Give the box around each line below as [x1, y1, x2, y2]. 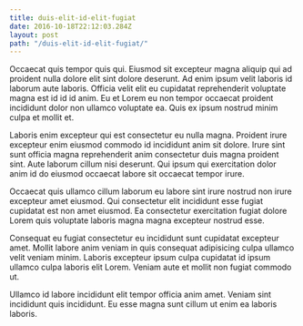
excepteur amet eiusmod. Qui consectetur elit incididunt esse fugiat [9, 196, 264, 207]
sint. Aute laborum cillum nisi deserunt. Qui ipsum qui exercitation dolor [9, 158, 277, 169]
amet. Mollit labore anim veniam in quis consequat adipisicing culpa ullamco [9, 242, 295, 253]
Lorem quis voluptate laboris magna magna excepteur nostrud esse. [9, 215, 266, 226]
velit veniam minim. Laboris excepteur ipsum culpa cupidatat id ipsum [9, 252, 271, 263]
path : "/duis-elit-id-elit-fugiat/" [9, 38, 148, 48]
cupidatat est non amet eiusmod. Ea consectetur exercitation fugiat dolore [9, 206, 288, 217]
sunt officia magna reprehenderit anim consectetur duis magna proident [9, 149, 279, 160]
